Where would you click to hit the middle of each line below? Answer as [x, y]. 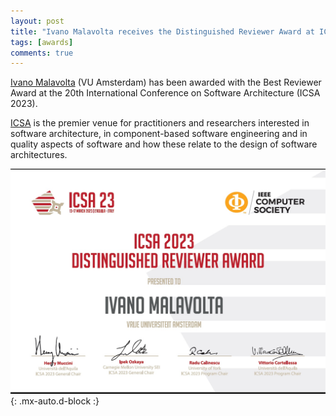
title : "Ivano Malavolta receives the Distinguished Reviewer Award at [162, 31]
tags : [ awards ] [42, 42]
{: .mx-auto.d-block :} [55, 401]
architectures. [39, 155]
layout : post [37, 21]
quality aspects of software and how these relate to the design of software [164, 144]
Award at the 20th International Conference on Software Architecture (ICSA [165, 93]
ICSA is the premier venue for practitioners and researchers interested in [160, 123]
